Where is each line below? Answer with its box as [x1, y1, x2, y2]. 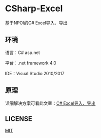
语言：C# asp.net [5, 50, 40, 55]
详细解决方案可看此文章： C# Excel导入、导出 [5, 100, 96, 106]
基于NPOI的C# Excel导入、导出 [5, 20, 68, 26]
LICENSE [5, 114, 33, 123]
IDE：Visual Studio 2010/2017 [5, 70, 65, 76]
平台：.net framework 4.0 [5, 60, 57, 66]
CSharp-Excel [5, 3, 63, 14]
